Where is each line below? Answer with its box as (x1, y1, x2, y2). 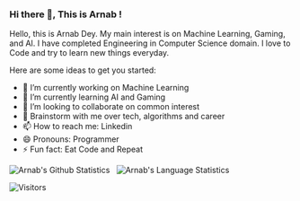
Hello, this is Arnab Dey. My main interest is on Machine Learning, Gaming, (9, 29, 286, 39)
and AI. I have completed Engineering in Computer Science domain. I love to (9, 38, 291, 48)
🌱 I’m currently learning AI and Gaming (22, 92, 166, 102)
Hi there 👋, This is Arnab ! (9, 8, 123, 21)
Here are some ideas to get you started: (9, 65, 157, 75)
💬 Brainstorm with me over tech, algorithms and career (22, 111, 225, 122)
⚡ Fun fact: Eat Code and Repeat (22, 144, 144, 155)
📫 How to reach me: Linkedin (22, 121, 133, 132)
